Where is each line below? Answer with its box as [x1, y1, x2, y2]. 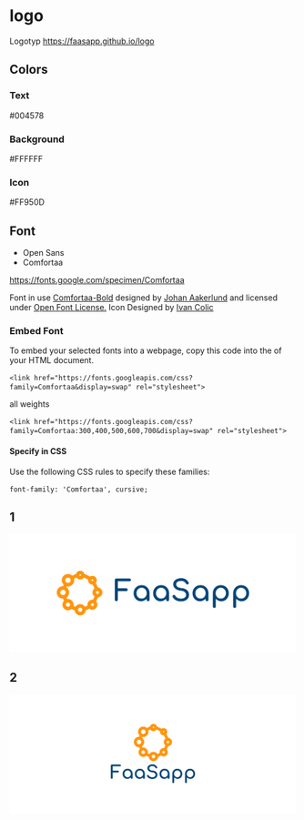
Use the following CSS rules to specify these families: [9, 466, 210, 477]
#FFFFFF [9, 153, 44, 164]
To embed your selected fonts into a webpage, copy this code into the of [9, 345, 282, 356]
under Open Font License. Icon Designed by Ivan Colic [9, 302, 214, 313]
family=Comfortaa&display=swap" [9, 383, 132, 392]
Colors [9, 62, 48, 77]
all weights [9, 399, 50, 410]
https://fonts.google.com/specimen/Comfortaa [9, 275, 185, 286]
